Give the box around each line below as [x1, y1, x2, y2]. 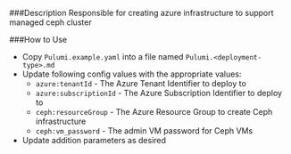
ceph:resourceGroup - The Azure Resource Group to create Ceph [35, 107, 273, 117]
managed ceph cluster [9, 17, 92, 28]
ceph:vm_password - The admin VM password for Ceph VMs [35, 126, 254, 136]
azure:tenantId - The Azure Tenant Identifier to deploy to [35, 78, 247, 88]
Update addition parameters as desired [21, 135, 167, 145]
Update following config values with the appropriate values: [21, 69, 242, 79]
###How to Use [9, 35, 68, 45]
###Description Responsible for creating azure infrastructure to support [9, 8, 274, 18]
